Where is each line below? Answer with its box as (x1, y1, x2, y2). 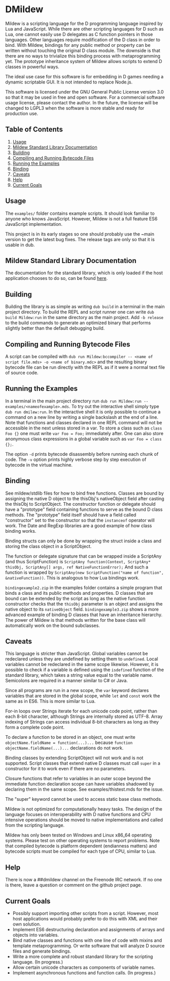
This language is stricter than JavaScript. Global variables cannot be (5, 650, 148, 657)
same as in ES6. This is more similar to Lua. (5, 698, 96, 704)
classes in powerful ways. (5, 64, 59, 70)
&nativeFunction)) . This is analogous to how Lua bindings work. (5, 574, 140, 581)
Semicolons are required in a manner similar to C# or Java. (5, 678, 128, 684)
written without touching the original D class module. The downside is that (5, 47, 161, 53)
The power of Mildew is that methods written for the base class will (5, 617, 146, 623)
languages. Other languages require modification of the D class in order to (5, 37, 161, 43)
